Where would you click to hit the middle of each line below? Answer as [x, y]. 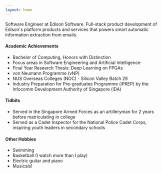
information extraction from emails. [41, 34]
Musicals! [22, 166]
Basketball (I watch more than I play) [50, 155]
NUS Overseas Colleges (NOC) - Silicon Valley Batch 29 [70, 78]
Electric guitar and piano [38, 161]
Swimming [23, 150]
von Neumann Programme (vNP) [46, 73]
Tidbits [13, 100]
